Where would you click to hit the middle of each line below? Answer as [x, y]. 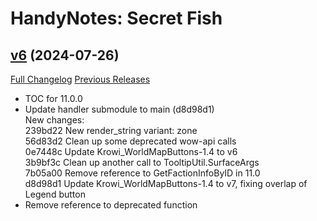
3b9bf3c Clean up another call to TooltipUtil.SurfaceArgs [142, 162]
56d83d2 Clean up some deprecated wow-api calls [130, 141]
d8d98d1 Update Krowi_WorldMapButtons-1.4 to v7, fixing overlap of [166, 183]
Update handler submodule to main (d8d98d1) [119, 109]
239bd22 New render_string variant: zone [111, 130]
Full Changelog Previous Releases [80, 79]
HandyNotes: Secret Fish [116, 18]
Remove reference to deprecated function [111, 205]
